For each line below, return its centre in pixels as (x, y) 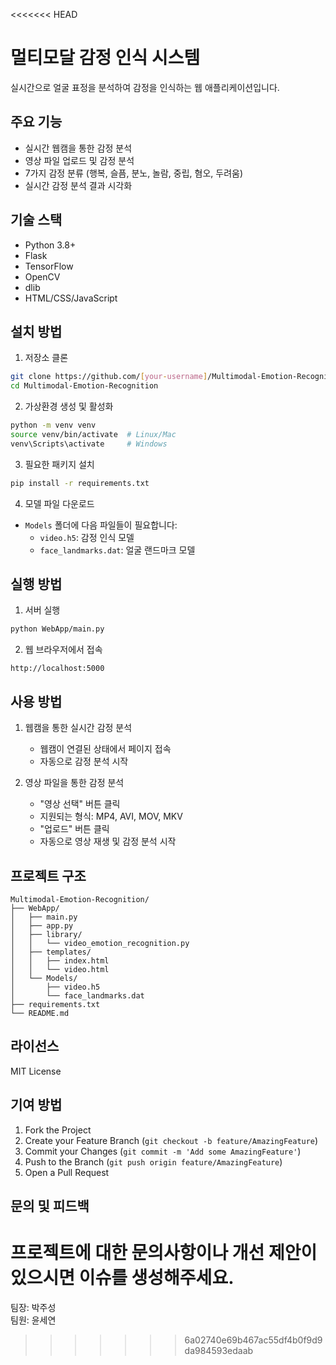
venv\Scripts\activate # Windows (89, 444)
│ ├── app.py (42, 925)
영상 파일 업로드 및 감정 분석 (79, 160)
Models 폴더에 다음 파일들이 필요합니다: (101, 525)
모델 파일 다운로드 (59, 503)
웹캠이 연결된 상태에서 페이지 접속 (105, 749)
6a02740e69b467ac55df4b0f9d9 (253, 1340)
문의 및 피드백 (50, 1205)
